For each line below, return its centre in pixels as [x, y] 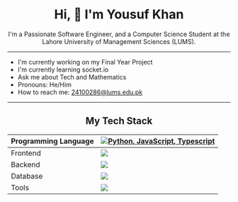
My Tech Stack [119, 121]
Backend [25, 164]
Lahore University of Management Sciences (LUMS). [119, 41]
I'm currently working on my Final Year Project [85, 62]
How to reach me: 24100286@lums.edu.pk [80, 92]
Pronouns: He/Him [45, 84]
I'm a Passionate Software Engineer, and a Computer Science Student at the [119, 34]
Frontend [26, 153]
